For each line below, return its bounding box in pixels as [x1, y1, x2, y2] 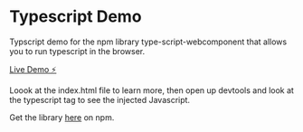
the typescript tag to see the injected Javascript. [9, 94, 191, 105]
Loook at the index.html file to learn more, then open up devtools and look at [9, 84, 294, 96]
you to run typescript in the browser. [9, 45, 146, 56]
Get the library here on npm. [9, 111, 115, 123]
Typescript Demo [9, 6, 142, 27]
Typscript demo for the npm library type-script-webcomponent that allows [9, 36, 288, 47]
